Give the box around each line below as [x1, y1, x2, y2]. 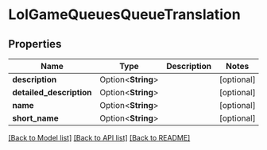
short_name [12, 113, 59, 124]
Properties [8, 37, 62, 51]
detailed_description [12, 87, 93, 98]
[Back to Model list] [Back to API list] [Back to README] [8, 133, 191, 142]
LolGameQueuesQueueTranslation [8, 6, 241, 24]
